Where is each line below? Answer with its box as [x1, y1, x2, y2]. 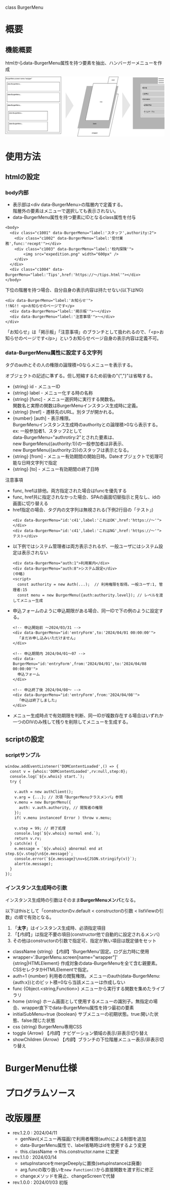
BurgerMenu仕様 [5, 1062, 77, 1074]
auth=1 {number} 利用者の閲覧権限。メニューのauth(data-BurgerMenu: [12, 973, 160, 979]
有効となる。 [27, 914, 54, 920]
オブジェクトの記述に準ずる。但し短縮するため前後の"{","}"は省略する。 [5, 372, 155, 379]
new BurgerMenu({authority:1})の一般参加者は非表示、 [12, 441, 126, 447]
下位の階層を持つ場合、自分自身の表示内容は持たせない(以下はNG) [5, 287, 144, 293]
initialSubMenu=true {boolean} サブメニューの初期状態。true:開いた [12, 1011, 154, 1017]
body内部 [5, 189, 29, 196]
